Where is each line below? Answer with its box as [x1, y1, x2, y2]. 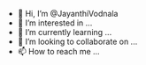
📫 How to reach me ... [17, 47, 100, 56]
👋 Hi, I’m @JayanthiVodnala [17, 9, 119, 18]
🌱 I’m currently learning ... [17, 27, 112, 37]
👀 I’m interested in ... [17, 18, 93, 28]
